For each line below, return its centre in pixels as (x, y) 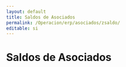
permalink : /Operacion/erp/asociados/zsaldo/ (63, 23)
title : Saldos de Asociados (41, 17)
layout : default (26, 12)
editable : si (22, 28)
